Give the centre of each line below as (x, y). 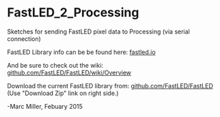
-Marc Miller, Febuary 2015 (45, 106)
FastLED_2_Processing (73, 13)
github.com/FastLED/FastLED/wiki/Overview (69, 73)
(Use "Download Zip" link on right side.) (63, 93)
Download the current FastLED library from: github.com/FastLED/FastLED (110, 86)
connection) (24, 38)
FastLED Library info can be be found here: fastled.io (81, 52)
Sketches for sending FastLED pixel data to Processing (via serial (98, 31)
